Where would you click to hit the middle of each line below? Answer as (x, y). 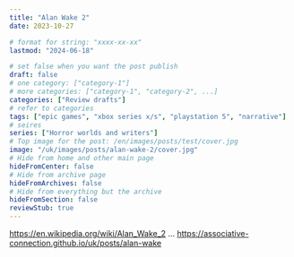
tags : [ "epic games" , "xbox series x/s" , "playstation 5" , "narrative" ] (148, 116)
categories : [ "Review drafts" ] (68, 99)
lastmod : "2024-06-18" (52, 50)
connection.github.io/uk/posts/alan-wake (86, 243)
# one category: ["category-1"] (69, 83)
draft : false (34, 75)
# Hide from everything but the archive (86, 192)
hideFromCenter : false (52, 167)
